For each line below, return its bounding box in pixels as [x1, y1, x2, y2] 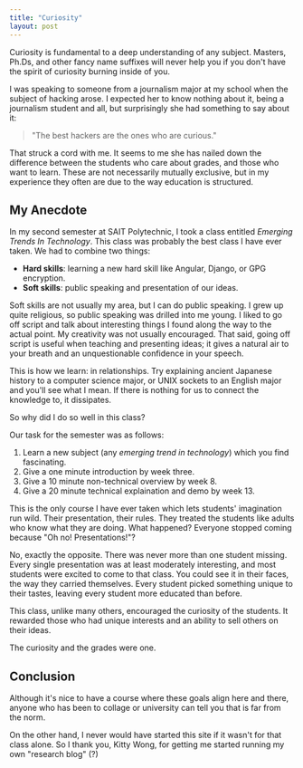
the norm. [9, 712, 46, 723]
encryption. [22, 273, 66, 283]
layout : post [9, 22, 59, 31]
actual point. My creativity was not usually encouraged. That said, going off [9, 329, 291, 340]
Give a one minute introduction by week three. [22, 466, 195, 477]
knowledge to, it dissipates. [9, 395, 111, 406]
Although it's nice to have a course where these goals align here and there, [9, 693, 289, 704]
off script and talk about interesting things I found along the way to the [9, 319, 272, 331]
